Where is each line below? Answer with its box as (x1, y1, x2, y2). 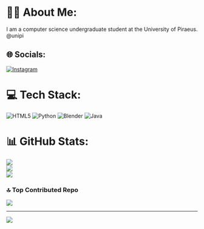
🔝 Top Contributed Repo (6, 185, 79, 194)
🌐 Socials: (6, 50, 46, 60)
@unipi (6, 32, 24, 39)
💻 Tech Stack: (6, 88, 81, 102)
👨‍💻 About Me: (6, 5, 77, 19)
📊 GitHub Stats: (6, 134, 89, 148)
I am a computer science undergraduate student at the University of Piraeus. (6, 25, 198, 33)
